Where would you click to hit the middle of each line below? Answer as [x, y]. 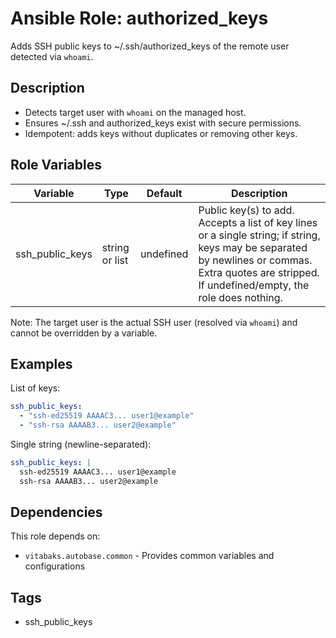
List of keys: [35, 388]
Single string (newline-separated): [81, 444]
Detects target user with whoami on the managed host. [135, 112]
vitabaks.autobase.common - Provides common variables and [149, 556]
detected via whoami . [52, 56]
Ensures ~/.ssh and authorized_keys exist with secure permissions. [163, 123]
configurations [55, 566]
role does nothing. [240, 297]
